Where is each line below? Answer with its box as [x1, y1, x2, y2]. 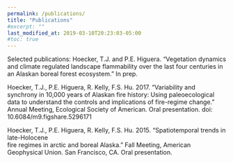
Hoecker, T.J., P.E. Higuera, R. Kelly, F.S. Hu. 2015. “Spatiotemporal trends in [7, 126, 226, 135]
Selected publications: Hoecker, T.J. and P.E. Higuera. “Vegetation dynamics [7, 55, 227, 63]
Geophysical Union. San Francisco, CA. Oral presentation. [7, 148, 172, 157]
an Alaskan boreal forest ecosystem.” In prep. [7, 70, 138, 78]
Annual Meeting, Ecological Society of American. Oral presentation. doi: [7, 105, 213, 114]
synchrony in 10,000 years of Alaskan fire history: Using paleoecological [7, 91, 215, 99]
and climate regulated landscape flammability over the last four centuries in [7, 62, 223, 71]
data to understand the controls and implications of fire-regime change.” [7, 98, 215, 106]
